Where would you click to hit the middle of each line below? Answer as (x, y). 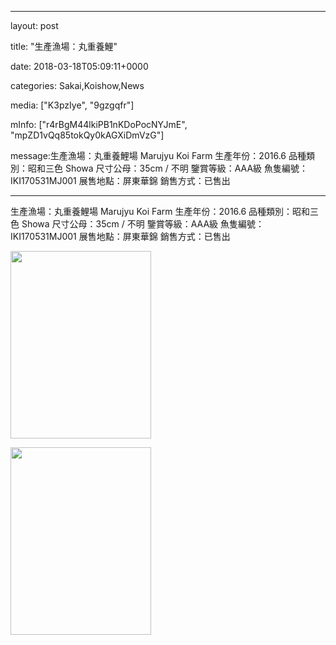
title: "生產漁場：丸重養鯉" (64, 46)
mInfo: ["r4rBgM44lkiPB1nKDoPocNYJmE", (99, 124)
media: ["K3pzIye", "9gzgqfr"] (72, 105)
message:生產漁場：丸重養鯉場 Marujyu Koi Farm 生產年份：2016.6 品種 (158, 155)
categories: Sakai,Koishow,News (77, 85)
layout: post (34, 25)
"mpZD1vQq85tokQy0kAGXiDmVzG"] (87, 135)
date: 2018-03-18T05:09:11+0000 (79, 66)
